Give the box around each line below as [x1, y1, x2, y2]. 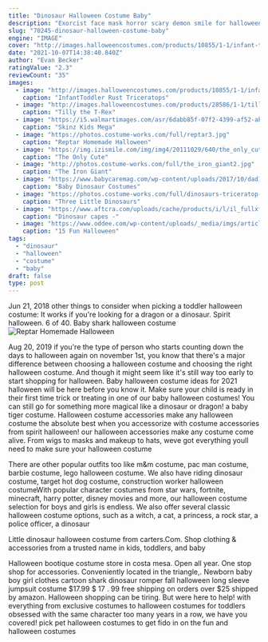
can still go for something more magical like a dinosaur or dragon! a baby [8, 401, 249, 412]
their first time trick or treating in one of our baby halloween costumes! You [8, 393, 255, 403]
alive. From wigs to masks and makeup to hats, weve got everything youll [8, 436, 249, 445]
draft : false [8, 272, 52, 280]
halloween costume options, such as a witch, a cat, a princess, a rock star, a [8, 511, 258, 520]
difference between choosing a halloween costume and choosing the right [8, 359, 253, 369]
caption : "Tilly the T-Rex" [22, 109, 116, 117]
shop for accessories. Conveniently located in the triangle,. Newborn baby [8, 567, 253, 576]
